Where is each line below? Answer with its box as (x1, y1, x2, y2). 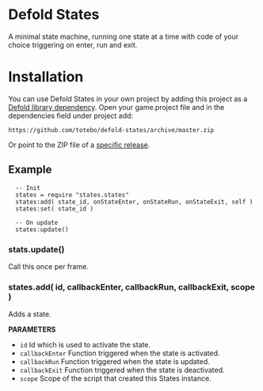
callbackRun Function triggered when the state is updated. (19, 357, 210, 366)
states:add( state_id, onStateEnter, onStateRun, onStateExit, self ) (15, 198, 253, 206)
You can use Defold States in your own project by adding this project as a (8, 93, 248, 104)
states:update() (15, 226, 69, 233)
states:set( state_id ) (15, 204, 93, 213)
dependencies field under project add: (8, 111, 133, 120)
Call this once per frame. (8, 261, 89, 271)
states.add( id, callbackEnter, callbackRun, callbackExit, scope (8, 281, 256, 292)
